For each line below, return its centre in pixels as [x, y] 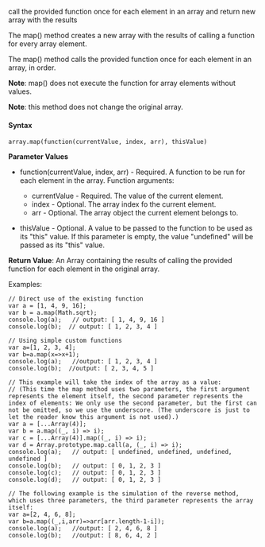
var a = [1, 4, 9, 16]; [48, 306]
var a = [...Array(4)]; [48, 425]
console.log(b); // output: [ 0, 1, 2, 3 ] [84, 466]
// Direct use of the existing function [76, 299]
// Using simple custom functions [65, 341]
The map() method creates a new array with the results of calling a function [132, 35]
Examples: [25, 285]
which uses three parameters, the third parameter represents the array [131, 501]
